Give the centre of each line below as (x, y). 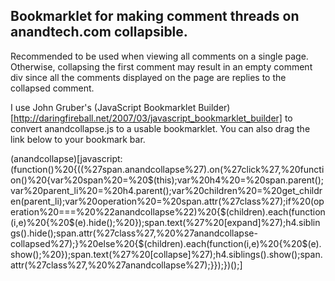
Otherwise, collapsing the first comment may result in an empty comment (161, 66)
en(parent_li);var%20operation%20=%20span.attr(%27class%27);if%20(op (167, 201)
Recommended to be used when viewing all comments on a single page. (159, 56)
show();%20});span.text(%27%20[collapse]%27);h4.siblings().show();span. (166, 254)
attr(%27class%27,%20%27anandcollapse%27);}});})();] (126, 265)
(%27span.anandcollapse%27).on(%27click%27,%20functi (202, 169)
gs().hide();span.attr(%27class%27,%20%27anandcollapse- (134, 233)
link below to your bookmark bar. (78, 139)
